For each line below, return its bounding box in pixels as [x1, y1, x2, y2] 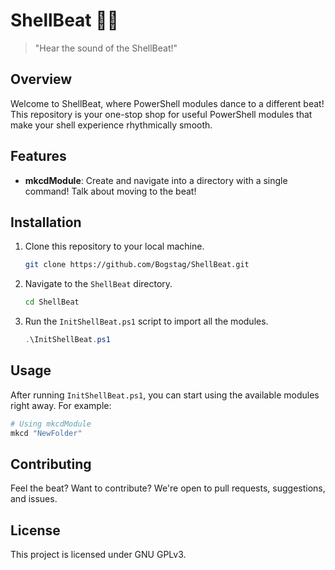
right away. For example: [10, 399, 112, 411]
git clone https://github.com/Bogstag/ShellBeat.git [24, 260, 250, 270]
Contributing [10, 455, 92, 473]
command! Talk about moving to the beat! [24, 185, 197, 197]
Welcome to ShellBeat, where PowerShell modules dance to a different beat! [10, 97, 325, 109]
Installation [10, 214, 82, 231]
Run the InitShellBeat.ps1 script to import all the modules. [24, 315, 269, 328]
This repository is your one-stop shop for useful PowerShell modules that [10, 108, 313, 120]
